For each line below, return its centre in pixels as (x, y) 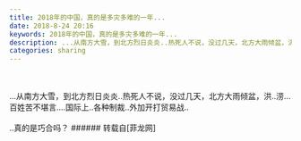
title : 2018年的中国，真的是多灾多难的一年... (87, 17)
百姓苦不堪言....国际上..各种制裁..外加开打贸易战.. (99, 107)
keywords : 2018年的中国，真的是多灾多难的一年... (94, 34)
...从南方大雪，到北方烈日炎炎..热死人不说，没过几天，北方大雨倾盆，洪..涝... (150, 96)
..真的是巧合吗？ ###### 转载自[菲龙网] (83, 128)
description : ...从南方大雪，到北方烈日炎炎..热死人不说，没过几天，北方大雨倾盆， (149, 42)
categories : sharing (48, 51)
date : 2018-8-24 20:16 (52, 26)
